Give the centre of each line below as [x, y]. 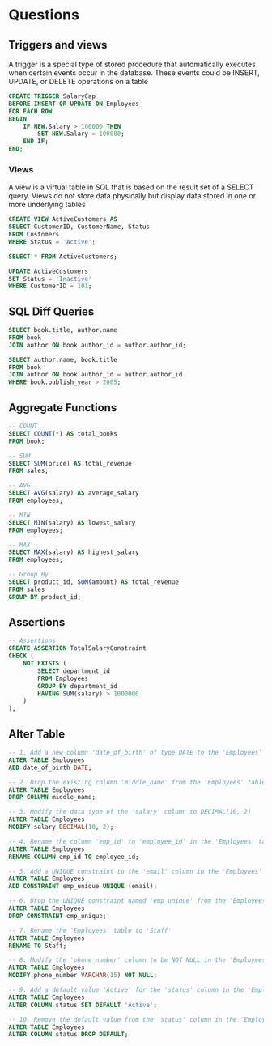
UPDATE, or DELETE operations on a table [78, 81]
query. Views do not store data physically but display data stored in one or [132, 196]
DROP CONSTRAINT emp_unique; [57, 916]
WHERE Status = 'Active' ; [52, 242]
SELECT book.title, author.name [63, 330]
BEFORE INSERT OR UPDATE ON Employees [74, 104]
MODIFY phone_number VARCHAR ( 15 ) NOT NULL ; [83, 976]
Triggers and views [58, 45]
